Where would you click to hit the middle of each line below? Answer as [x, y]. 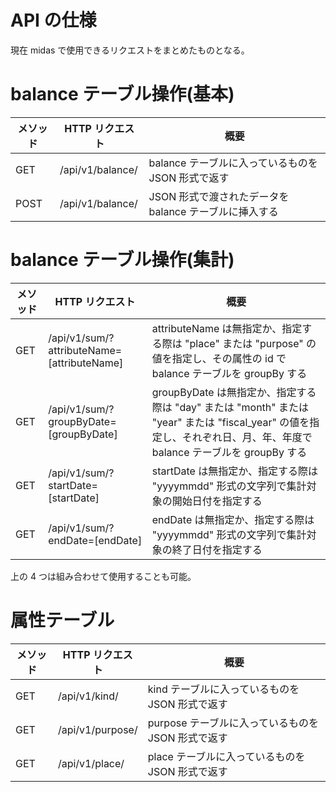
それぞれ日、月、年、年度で [247, 437]
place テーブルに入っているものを [226, 756]
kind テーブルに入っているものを [223, 689]
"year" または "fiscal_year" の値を [230, 422]
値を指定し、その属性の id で [219, 358]
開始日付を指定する [217, 501]
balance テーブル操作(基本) [122, 94]
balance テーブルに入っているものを [233, 163]
